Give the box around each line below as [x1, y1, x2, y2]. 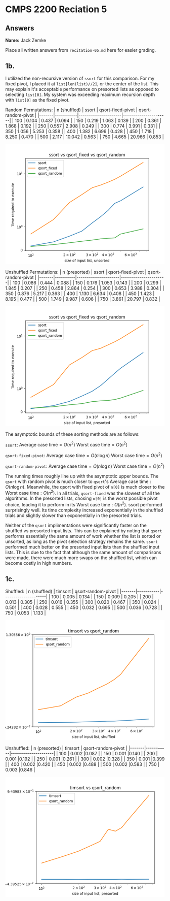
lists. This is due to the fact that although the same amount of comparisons [5, 550, 161, 556]
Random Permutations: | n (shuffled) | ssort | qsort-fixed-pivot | [5, 107, 138, 113]
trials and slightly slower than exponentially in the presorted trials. [5, 512, 143, 519]
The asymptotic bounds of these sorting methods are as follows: [5, 431, 140, 437]
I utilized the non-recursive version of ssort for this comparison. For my [5, 75, 155, 81]
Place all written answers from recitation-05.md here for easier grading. [5, 47, 156, 53]
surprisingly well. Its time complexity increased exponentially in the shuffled [5, 507, 163, 513]
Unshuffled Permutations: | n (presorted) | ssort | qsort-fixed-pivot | [5, 269, 147, 275]
